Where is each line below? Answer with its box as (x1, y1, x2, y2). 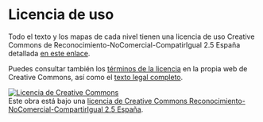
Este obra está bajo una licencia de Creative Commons (8, 96, 188, 105)
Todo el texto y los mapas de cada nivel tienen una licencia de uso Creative (8, 32, 255, 41)
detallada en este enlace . (8, 48, 91, 58)
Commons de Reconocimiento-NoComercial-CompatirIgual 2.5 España (8, 40, 241, 49)
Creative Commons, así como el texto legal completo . (8, 72, 184, 82)
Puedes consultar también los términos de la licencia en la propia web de (8, 63, 248, 73)
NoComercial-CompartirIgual (8, 105, 103, 114)
